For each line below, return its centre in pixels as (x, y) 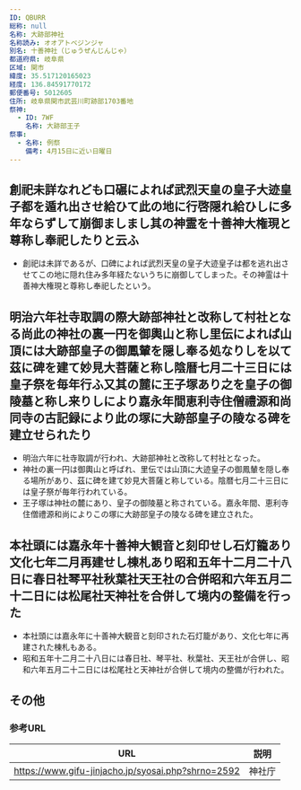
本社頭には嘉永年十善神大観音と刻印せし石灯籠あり (150, 545)
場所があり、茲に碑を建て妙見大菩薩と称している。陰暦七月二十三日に (159, 480)
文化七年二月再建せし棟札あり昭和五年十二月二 (139, 562)
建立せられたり (51, 435)
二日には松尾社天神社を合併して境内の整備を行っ (156, 596)
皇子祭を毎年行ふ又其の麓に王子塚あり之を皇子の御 (150, 384)
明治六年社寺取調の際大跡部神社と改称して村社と (144, 316)
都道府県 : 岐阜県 (37, 59)
